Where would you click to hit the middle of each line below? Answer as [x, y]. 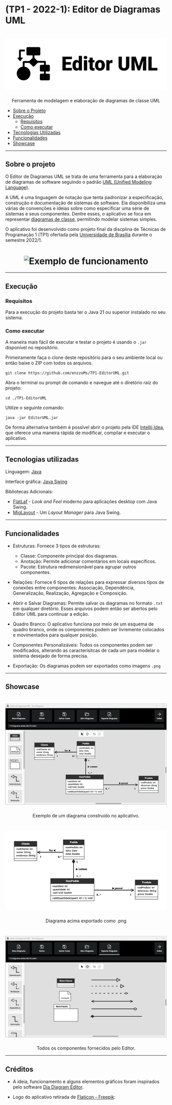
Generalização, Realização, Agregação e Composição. [70, 593]
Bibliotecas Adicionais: [29, 492]
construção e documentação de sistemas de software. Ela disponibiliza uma [85, 203]
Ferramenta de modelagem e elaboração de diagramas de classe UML [86, 100]
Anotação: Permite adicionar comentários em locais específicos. [88, 561]
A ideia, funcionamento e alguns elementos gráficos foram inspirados [86, 1082]
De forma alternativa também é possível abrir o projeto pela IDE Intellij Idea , [85, 427]
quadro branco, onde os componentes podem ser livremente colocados [89, 629]
